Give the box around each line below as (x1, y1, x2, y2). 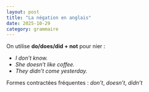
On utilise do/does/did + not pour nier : (6, 43, 106, 50)
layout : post (6, 9, 40, 15)
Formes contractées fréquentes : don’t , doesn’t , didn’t (6, 79, 143, 87)
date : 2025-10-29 (6, 20, 51, 26)
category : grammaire (6, 26, 59, 32)
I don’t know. (15, 54, 48, 62)
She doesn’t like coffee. (15, 61, 75, 68)
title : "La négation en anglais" (6, 15, 92, 21)
